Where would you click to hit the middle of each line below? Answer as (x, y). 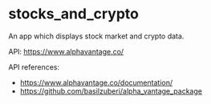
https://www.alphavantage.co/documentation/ (96, 82)
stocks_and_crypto (73, 14)
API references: (34, 67)
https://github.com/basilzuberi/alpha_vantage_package (111, 91)
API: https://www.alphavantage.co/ (66, 51)
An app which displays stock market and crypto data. (96, 36)
